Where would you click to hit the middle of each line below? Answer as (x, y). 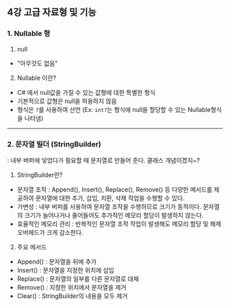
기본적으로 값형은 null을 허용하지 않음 (67, 101)
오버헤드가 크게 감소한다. (50, 232)
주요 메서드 (32, 247)
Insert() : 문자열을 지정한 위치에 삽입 (65, 270)
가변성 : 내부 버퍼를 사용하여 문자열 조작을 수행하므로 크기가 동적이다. (109, 206)
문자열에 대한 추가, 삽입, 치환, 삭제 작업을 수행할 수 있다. (110, 198)
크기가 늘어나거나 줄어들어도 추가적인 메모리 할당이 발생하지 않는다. (114, 215)
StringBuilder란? (40, 174)
